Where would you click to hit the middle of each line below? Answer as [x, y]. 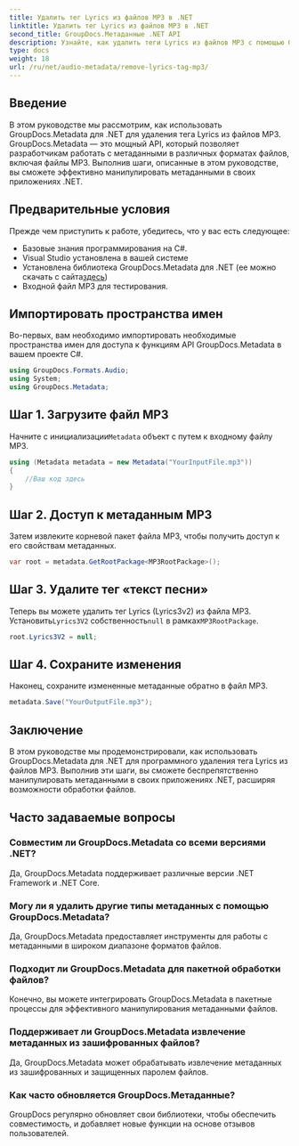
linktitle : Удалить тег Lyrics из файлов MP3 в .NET [109, 26]
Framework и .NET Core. [54, 882]
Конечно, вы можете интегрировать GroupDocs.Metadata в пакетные [141, 999]
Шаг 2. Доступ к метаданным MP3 [111, 514]
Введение [38, 103]
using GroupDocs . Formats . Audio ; [69, 370]
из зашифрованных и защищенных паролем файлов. [109, 1072]
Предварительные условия [90, 210]
